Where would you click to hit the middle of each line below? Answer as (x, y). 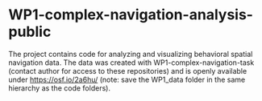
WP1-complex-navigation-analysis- (131, 15)
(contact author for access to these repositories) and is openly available (128, 71)
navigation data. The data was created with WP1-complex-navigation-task (131, 63)
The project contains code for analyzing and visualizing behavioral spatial (131, 54)
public (30, 32)
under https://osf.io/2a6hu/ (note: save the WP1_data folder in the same (127, 79)
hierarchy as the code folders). (60, 88)
